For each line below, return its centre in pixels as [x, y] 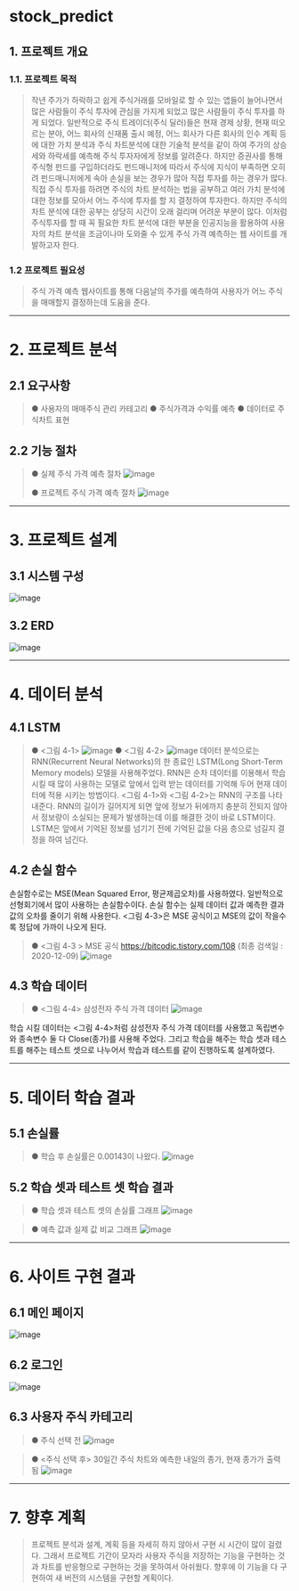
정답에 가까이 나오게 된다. [62, 926]
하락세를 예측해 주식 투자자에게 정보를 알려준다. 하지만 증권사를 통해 [165, 155]
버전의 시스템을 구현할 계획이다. [119, 1578]
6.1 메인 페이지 [47, 1313]
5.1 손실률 [34, 1134]
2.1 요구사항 [40, 385]
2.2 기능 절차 [43, 450]
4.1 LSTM [35, 728]
